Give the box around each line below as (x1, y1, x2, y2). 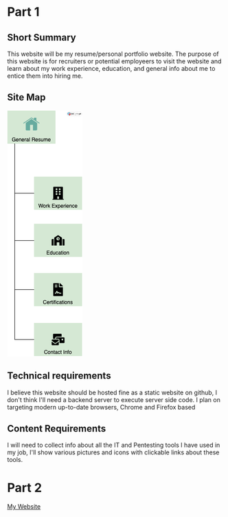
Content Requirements (7, 423, 106, 434)
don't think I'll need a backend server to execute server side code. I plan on (7, 395, 221, 403)
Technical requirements (7, 370, 111, 382)
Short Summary (7, 32, 77, 43)
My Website (7, 503, 41, 511)
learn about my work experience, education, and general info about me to (7, 65, 216, 72)
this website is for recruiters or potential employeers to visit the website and (7, 57, 222, 65)
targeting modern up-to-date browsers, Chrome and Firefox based (7, 403, 196, 411)
